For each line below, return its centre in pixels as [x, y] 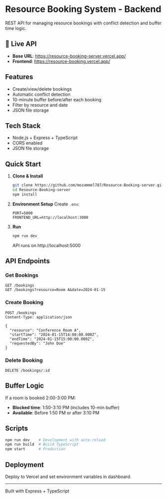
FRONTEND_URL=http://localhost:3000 [50, 217]
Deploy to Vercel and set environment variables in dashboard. [68, 477]
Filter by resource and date [40, 105]
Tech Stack [23, 126]
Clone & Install [28, 176]
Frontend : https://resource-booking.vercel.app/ [61, 61]
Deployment [25, 465]
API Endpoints [28, 261]
